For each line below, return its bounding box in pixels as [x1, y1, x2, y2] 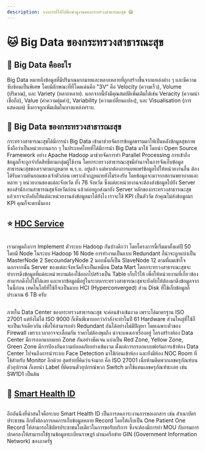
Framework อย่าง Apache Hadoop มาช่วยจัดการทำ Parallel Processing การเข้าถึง [7, 151, 190, 159]
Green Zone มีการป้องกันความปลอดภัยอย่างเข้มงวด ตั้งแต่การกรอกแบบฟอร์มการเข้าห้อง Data [7, 343, 199, 350]
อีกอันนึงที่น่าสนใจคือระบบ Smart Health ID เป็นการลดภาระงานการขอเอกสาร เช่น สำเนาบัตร [7, 410, 196, 417]
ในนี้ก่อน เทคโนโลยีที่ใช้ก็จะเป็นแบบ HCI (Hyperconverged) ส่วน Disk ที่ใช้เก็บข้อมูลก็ [7, 284, 190, 292]
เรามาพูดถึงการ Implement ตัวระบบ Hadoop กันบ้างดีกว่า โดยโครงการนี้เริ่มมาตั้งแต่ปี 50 [7, 243, 191, 250]
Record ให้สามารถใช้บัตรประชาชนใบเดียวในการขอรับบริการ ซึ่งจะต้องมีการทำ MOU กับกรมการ [7, 424, 200, 431]
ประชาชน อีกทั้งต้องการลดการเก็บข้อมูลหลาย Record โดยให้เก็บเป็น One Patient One [7, 417, 185, 424]
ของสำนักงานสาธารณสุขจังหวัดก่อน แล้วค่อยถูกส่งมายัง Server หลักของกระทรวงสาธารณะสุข [7, 186, 192, 193]
